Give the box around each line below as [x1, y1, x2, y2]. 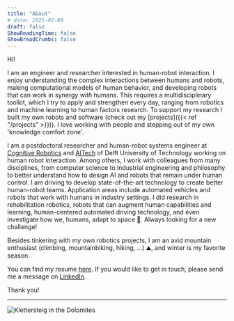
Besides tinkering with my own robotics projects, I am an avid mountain [7, 236, 212, 244]
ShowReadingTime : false [7, 29, 77, 37]
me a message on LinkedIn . [7, 272, 86, 281]
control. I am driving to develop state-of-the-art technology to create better [7, 178, 224, 187]
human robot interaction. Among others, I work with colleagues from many [7, 156, 221, 164]
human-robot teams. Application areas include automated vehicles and [7, 186, 211, 194]
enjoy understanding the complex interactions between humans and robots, [7, 76, 225, 84]
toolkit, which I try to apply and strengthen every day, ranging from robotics [7, 98, 224, 107]
